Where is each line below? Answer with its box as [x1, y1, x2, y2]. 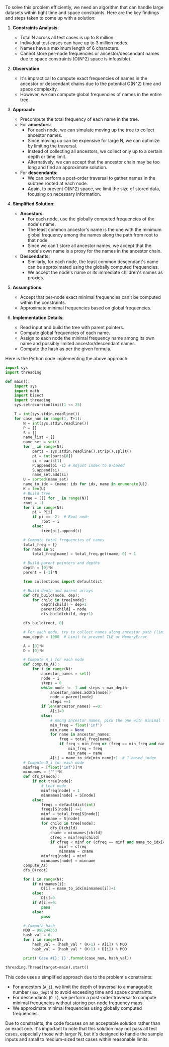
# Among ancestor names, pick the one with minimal [50, 718, 161, 723]
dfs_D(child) [50, 825, 78, 831]
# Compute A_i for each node [23, 657, 84, 662]
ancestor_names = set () [41, 671, 92, 676]
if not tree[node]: [32, 779, 73, 784]
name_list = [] [23, 435, 55, 440]
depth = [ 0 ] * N [23, 566, 53, 571]
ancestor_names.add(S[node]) [50, 690, 112, 695]
